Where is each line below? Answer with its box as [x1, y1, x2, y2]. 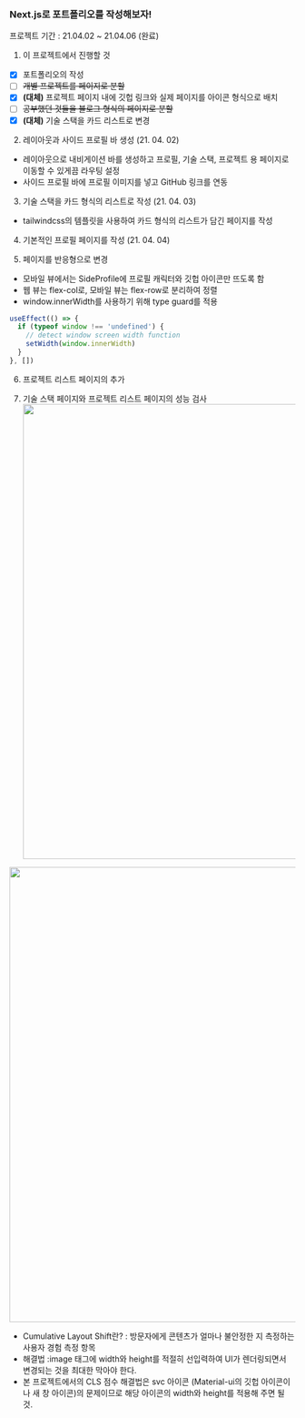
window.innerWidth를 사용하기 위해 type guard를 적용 [22, 296, 218, 307]
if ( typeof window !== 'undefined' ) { [17, 322, 165, 331]
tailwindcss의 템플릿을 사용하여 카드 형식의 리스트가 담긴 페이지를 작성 [22, 215, 273, 226]
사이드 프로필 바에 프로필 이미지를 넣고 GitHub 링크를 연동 [22, 176, 229, 187]
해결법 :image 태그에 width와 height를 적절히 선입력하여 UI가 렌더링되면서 [22, 1353, 287, 1364]
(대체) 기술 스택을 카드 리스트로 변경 [22, 115, 151, 126]
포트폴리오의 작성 [22, 69, 84, 80]
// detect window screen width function [25, 330, 181, 340]
